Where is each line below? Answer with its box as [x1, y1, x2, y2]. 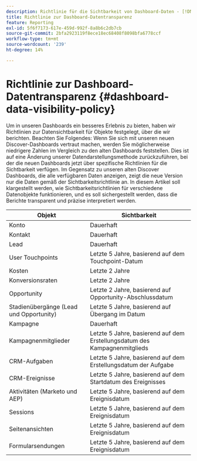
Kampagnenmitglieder [9, 336, 70, 344]
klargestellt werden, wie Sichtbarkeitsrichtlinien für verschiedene [6, 184, 163, 191]
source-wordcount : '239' [6, 42, 67, 48]
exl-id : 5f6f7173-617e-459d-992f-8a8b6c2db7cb [6, 25, 122, 31]
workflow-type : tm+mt [6, 36, 59, 42]
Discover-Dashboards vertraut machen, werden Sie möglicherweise [6, 141, 170, 148]
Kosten [9, 266, 29, 274]
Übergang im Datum [90, 310, 145, 318]
